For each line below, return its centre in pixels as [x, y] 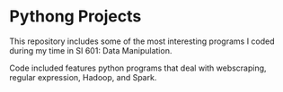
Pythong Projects [75, 17]
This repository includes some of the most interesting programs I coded [142, 41]
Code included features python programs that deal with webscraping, [138, 68]
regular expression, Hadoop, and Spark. [83, 77]
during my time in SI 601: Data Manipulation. [91, 50]
